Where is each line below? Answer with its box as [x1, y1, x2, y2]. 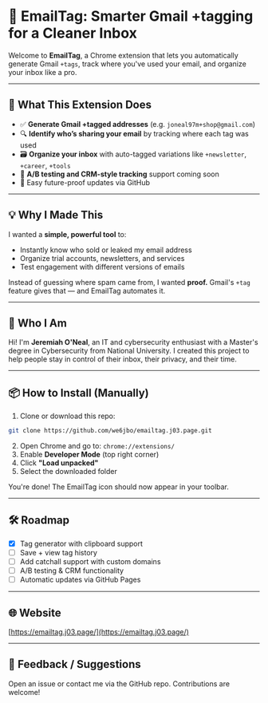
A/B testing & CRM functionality [19, 566, 124, 575]
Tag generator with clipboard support [19, 539, 144, 548]
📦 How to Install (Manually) [8, 386, 149, 400]
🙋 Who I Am [8, 316, 68, 330]
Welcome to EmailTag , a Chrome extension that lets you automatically [8, 50, 239, 60]
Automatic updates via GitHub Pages [19, 575, 141, 585]
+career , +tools [19, 160, 71, 170]
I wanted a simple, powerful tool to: [8, 229, 127, 239]
